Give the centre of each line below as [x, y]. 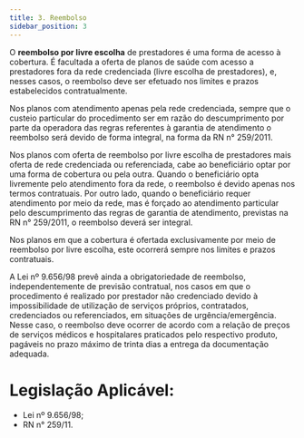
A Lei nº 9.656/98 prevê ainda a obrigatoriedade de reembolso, [128, 277]
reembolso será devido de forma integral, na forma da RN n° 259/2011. [142, 137]
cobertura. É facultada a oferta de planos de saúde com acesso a [132, 62]
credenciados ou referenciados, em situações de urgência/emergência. [143, 315]
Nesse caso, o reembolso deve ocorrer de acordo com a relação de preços [150, 325]
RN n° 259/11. [48, 425]
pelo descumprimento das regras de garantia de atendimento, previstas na [149, 212]
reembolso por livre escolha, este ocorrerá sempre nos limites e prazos [142, 249]
